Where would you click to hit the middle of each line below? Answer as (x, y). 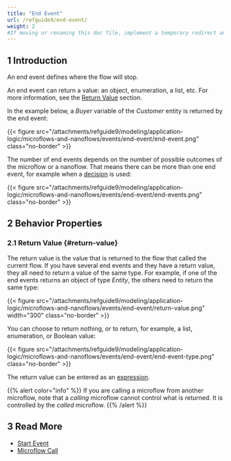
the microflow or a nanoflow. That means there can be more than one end (111, 167)
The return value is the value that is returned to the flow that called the (107, 258)
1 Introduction (37, 60)
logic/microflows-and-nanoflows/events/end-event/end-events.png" (105, 195)
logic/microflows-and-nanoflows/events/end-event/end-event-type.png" (111, 356)
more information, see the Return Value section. (75, 98)
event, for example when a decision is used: (69, 174)
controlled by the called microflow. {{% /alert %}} (77, 405)
